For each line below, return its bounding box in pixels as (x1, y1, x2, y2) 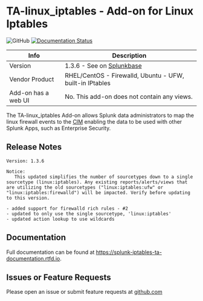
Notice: (6, 168, 26, 174)
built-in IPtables (64, 78, 111, 87)
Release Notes (6, 142, 62, 152)
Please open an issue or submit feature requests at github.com (6, 288, 163, 296)
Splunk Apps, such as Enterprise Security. (6, 124, 111, 131)
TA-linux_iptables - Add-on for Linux (6, 4, 194, 18)
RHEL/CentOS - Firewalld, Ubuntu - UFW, (64, 71, 184, 80)
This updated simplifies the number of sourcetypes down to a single (14, 174, 193, 180)
